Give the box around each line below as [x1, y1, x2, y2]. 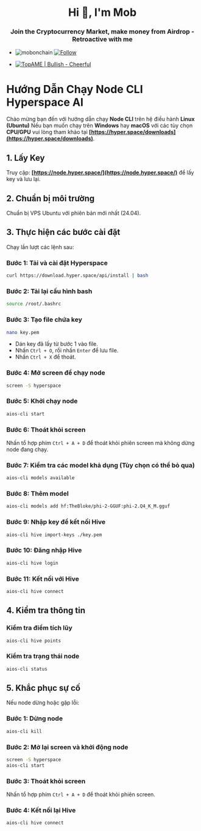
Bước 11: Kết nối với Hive [6, 575, 79, 583]
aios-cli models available [6, 475, 75, 481]
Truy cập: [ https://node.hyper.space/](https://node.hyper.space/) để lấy [6, 169, 194, 176]
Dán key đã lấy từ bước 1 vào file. [15, 340, 99, 348]
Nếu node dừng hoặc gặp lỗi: [6, 699, 80, 706]
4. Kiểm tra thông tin [6, 605, 86, 616]
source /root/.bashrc [6, 301, 62, 307]
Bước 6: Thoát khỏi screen [6, 425, 86, 434]
